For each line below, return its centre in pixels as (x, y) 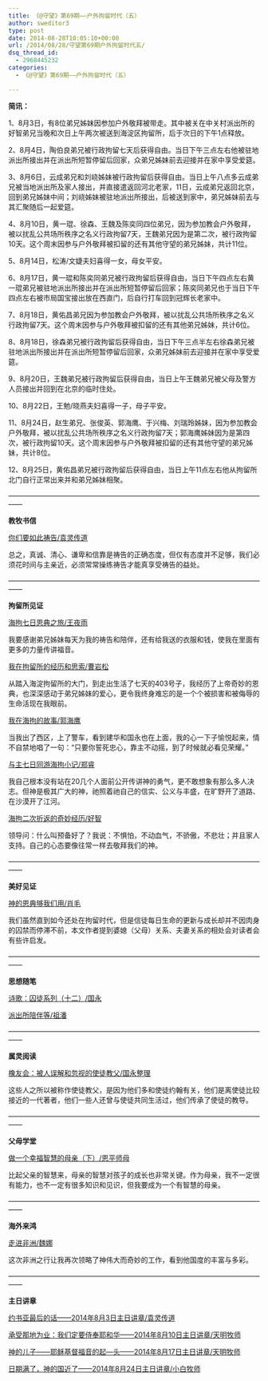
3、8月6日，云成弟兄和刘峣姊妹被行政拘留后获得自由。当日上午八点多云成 (130, 177)
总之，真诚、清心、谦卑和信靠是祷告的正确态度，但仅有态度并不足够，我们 (130, 554)
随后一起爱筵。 (53, 207)
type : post (26, 30)
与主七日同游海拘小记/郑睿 (52, 764)
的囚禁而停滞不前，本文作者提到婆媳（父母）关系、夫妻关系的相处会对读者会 (134, 930)
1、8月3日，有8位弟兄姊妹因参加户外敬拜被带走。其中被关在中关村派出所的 (132, 123)
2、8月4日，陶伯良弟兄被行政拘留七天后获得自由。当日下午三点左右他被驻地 (134, 149)
